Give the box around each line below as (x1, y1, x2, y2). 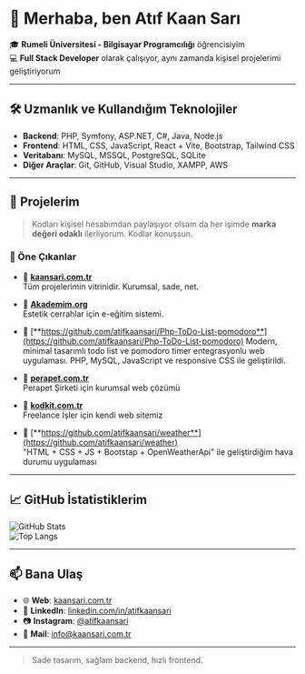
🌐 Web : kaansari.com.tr (22, 595, 113, 606)
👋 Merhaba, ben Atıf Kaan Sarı (9, 8, 241, 29)
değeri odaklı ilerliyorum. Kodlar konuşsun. (31, 227, 193, 239)
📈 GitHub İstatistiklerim (9, 492, 148, 508)
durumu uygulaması (22, 456, 97, 467)
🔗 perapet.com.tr (22, 372, 89, 383)
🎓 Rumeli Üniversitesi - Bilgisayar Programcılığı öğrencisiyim (9, 38, 245, 49)
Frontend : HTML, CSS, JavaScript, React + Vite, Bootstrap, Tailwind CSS (22, 140, 295, 151)
